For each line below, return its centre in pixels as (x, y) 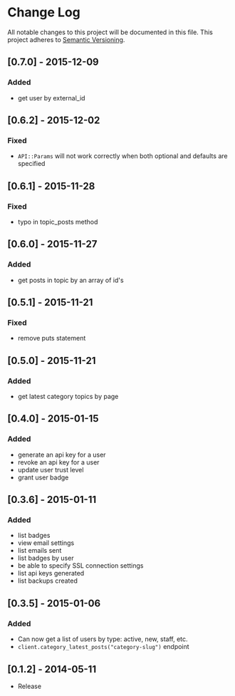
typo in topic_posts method (58, 222)
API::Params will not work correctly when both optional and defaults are (122, 156)
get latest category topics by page (68, 397)
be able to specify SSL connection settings (80, 566)
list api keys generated (51, 573)
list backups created (48, 581)
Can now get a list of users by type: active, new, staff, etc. (103, 639)
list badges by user (46, 558)
